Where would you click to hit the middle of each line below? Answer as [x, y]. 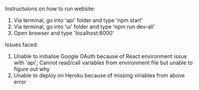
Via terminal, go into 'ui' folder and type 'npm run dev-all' [84, 27]
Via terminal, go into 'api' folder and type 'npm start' [78, 20]
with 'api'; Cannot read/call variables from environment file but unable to [103, 63]
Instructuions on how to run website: [50, 9]
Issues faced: [22, 45]
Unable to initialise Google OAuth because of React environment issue [100, 56]
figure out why [31, 69]
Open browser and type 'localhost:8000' [64, 33]
